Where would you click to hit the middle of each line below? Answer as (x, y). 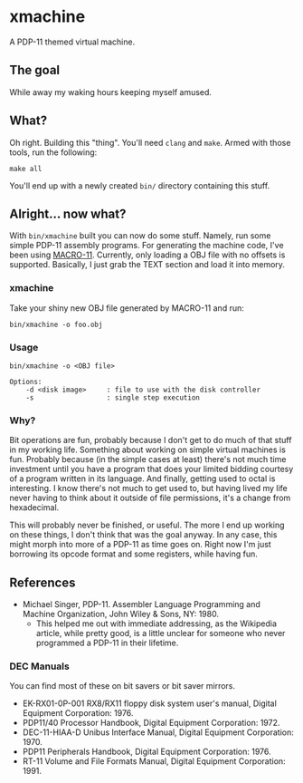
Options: (26, 382)
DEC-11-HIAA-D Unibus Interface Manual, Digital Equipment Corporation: (158, 732)
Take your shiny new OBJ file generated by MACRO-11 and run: (127, 308)
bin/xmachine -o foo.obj (56, 324)
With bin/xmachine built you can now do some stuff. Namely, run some (140, 236)
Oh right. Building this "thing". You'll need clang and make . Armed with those (150, 142)
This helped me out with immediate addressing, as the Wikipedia (156, 623)
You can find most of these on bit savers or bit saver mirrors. (123, 686)
